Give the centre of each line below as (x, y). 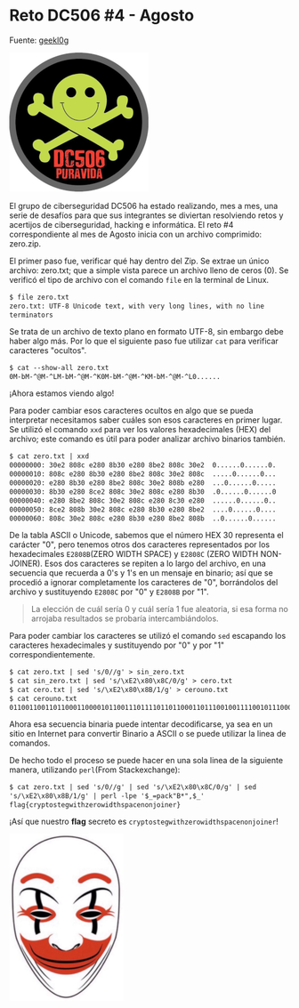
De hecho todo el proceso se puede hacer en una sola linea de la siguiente (146, 760)
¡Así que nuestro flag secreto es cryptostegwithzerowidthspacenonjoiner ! (144, 821)
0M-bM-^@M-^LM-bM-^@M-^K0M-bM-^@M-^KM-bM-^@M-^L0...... (115, 376)
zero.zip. (25, 243)
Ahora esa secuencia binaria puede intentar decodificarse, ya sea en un (141, 724)
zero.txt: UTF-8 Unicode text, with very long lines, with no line (137, 306)
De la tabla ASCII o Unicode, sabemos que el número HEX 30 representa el (146, 535)
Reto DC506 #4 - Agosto (101, 16)
